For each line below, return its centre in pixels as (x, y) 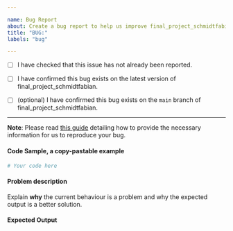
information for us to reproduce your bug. (67, 135)
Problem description (37, 182)
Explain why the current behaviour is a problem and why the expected (107, 197)
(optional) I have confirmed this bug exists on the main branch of (109, 100)
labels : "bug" (28, 39)
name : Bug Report (32, 19)
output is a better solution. (45, 204)
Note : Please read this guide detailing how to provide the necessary (104, 128)
